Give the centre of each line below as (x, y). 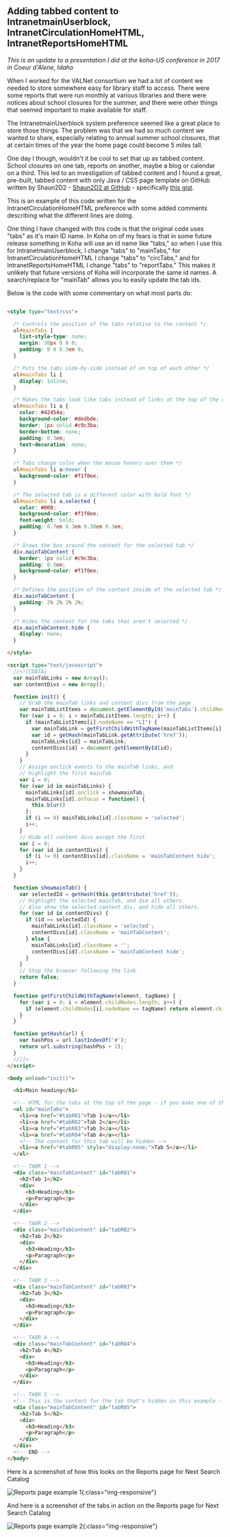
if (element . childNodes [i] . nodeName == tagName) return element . (120, 1008)
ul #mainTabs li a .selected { (55, 501)
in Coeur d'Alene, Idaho (40, 67)
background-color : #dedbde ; (59, 419)
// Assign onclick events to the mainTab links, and (96, 767)
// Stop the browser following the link (78, 971)
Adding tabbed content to (63, 11)
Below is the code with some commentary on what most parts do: (100, 293)
